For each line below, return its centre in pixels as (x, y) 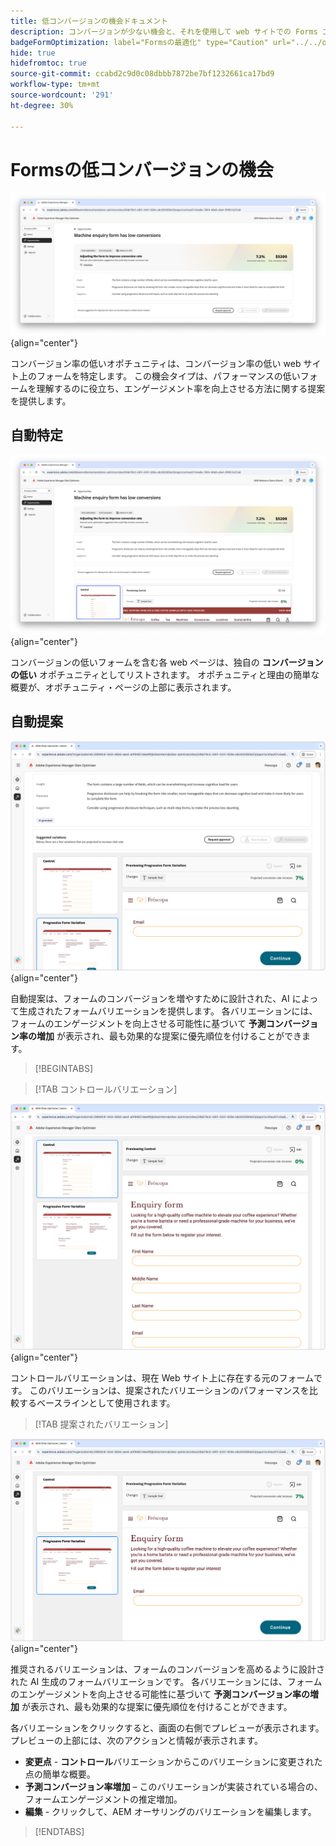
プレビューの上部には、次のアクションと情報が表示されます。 (136, 1741)
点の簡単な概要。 (60, 1774)
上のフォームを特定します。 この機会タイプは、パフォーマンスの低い (159, 376)
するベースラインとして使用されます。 (97, 1402)
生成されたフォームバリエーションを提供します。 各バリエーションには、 (168, 1011)
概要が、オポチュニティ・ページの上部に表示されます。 (123, 687)
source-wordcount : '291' (62, 95)
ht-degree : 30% (42, 105)
